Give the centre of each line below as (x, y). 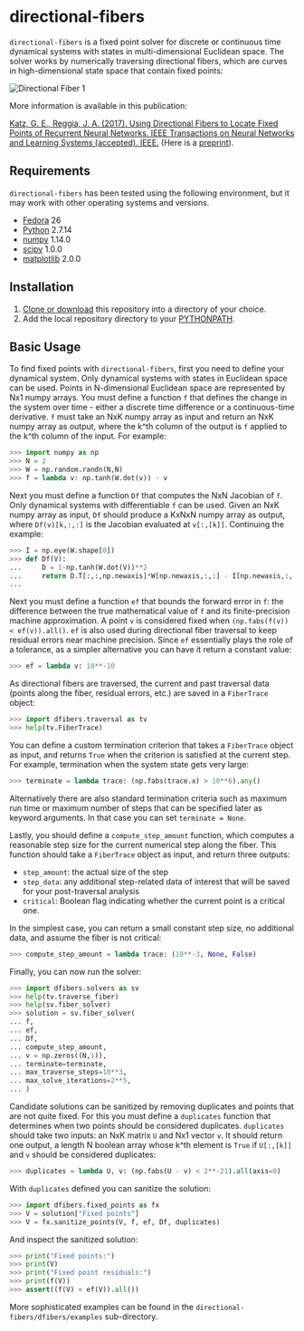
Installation (42, 287)
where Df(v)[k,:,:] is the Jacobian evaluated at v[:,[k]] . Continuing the (147, 524)
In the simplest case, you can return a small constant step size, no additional (152, 928)
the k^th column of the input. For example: (88, 436)
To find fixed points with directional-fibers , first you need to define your (147, 369)
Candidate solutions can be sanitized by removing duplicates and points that (152, 1106)
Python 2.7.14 (47, 229)
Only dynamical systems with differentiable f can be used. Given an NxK (145, 505)
